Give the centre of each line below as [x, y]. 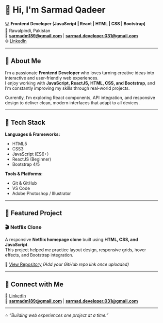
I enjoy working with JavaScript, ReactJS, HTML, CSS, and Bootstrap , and [80, 83]
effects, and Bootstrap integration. [39, 255]
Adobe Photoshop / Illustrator [41, 193]
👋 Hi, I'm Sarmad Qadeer [55, 10]
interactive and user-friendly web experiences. [52, 78]
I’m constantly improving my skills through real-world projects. [67, 88]
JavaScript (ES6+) [30, 154]
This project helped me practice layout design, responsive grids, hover [76, 250]
